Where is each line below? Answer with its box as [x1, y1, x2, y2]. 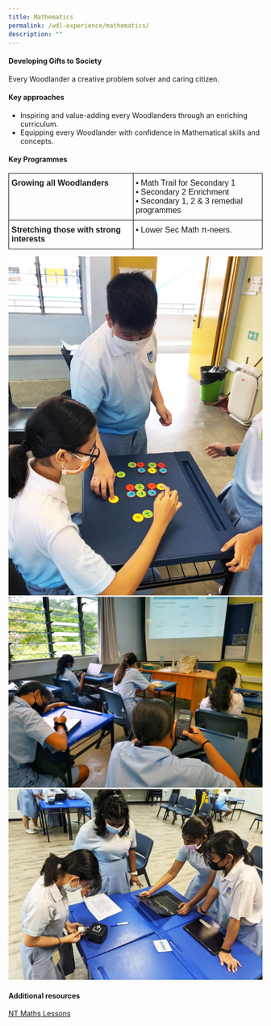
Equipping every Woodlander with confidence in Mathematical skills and [19, 128, 261, 137]
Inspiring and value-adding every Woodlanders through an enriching [19, 110, 248, 120]
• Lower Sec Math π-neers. [135, 224, 232, 234]
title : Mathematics [8, 13, 74, 21]
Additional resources [8, 990, 81, 1000]
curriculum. [19, 119, 59, 128]
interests [11, 234, 46, 244]
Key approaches [8, 93, 65, 103]
